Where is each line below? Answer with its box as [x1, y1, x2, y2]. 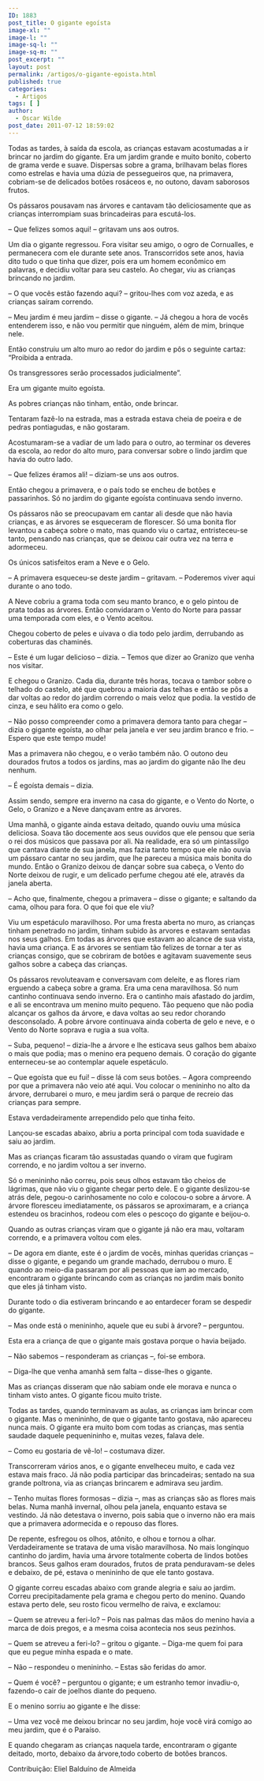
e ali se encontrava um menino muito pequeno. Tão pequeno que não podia [8, 1000, 254, 1009]
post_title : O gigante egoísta [8, 19, 111, 27]
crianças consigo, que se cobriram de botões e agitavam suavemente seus [8, 951, 252, 960]
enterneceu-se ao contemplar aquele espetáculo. [8, 1057, 169, 1066]
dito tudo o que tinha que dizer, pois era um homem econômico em [8, 256, 226, 265]
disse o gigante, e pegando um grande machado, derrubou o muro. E [8, 1257, 232, 1266]
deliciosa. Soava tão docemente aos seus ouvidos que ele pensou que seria [8, 828, 255, 837]
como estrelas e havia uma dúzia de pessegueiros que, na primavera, [8, 168, 234, 178]
